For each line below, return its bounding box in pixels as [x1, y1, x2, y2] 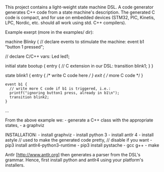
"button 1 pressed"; [5, 44, 44, 49]
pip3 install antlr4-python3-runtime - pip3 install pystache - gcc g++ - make [5, 142, 160, 148]
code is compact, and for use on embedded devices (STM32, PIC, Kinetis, [5, 15, 155, 20]
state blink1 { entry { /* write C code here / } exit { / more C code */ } [5, 73, 143, 78]
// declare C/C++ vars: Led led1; [5, 53, 70, 59]
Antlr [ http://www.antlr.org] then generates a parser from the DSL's [5, 152, 141, 157]
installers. [5, 162, 25, 168]
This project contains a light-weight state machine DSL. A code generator [5, 4, 154, 10]
